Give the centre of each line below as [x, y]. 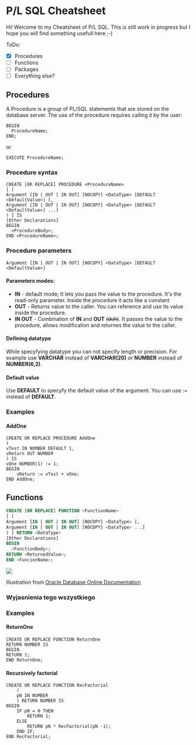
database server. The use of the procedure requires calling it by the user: [94, 115]
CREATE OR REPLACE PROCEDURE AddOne [51, 438]
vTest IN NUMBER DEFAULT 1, [40, 449]
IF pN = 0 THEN [35, 711]
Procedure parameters [39, 250]
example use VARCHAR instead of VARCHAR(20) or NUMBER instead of [94, 358]
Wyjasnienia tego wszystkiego [51, 597]
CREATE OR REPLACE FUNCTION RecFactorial [57, 685]
